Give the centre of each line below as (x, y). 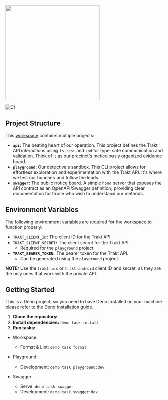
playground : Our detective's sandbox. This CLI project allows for (79, 167)
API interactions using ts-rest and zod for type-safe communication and (88, 150)
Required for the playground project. (57, 248)
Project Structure (33, 123)
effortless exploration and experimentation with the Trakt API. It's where (87, 172)
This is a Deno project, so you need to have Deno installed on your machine (84, 302)
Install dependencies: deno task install (55, 322)
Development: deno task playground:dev (62, 367)
